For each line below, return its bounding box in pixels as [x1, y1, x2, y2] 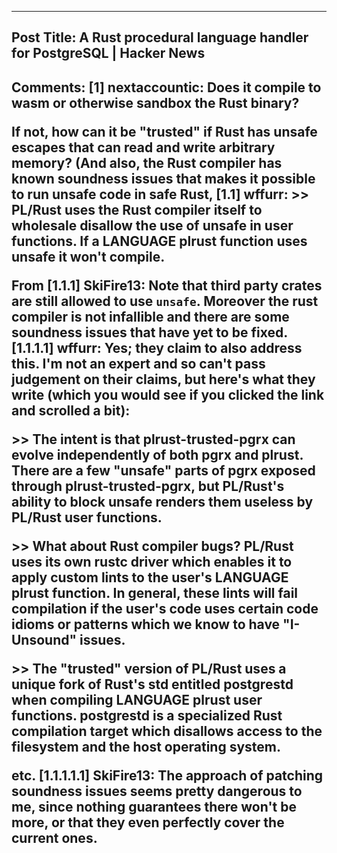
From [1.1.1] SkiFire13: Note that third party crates [11, 277, 323, 294]
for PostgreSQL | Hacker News [11, 45, 206, 62]
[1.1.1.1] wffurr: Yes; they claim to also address [11, 339, 303, 356]
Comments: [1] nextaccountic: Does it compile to [11, 79, 322, 96]
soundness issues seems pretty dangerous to [11, 782, 303, 800]
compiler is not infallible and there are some [11, 308, 290, 325]
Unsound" [11, 631, 78, 648]
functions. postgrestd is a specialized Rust [11, 707, 283, 724]
